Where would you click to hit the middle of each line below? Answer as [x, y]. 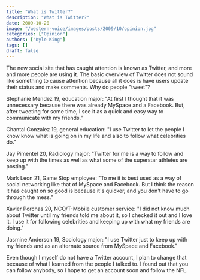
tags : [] [17, 46]
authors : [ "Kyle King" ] [36, 40]
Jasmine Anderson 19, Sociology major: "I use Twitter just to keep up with [97, 239]
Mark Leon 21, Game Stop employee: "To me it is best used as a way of [94, 178]
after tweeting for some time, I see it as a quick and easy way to [85, 111]
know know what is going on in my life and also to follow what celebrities [96, 136]
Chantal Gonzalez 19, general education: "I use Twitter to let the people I [95, 129]
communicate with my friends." [45, 118]
